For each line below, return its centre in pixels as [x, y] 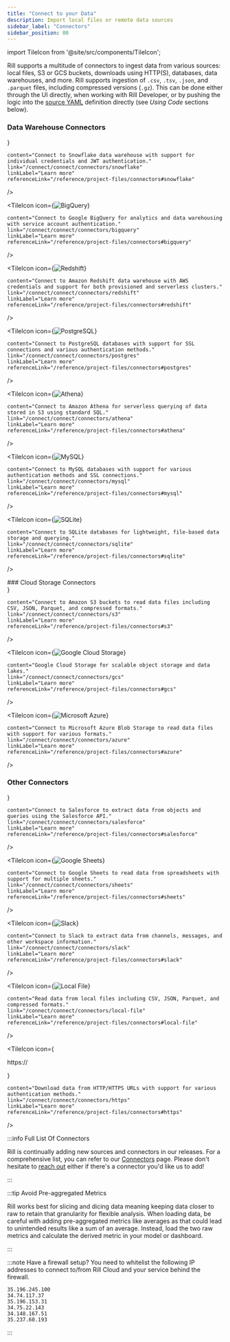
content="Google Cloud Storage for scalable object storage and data [109, 665]
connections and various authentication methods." [81, 349]
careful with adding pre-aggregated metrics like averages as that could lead [114, 1221]
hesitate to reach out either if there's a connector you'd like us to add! [106, 1166]
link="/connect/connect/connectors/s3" [64, 614]
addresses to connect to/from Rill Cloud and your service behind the [104, 1269]
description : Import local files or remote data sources [90, 20]
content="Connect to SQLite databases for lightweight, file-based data [113, 532]
